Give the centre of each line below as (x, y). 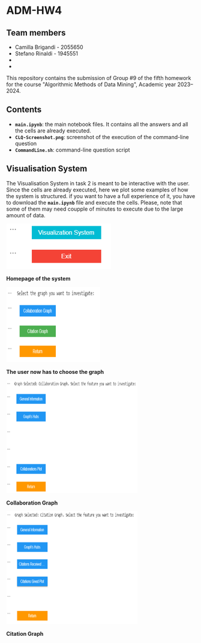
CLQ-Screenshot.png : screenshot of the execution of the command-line (102, 137)
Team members (36, 33)
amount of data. (26, 215)
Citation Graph (25, 633)
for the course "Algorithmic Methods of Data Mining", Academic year (91, 84)
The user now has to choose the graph (55, 371)
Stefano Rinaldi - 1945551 (46, 54)
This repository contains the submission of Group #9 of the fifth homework (99, 78)
